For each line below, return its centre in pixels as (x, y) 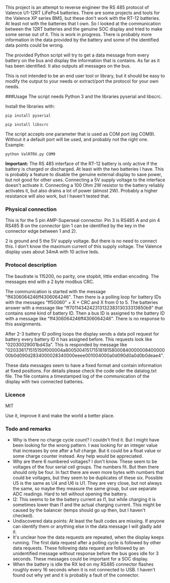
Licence (15, 395)
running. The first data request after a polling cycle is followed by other (87, 543)
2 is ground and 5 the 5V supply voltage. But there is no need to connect (81, 241)
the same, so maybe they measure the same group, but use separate (84, 489)
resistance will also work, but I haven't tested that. (58, 196)
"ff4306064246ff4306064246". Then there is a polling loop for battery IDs (83, 297)
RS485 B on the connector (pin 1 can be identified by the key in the (75, 226)
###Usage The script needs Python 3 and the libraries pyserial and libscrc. (84, 96)
